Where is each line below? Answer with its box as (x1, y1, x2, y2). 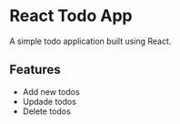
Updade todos (22, 96, 77, 107)
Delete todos (22, 106, 71, 117)
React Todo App (9, 5, 133, 26)
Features (9, 62, 61, 77)
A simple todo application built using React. (9, 36, 172, 46)
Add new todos (22, 86, 80, 97)
